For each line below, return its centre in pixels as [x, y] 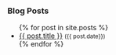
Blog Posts [28, 11]
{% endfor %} [41, 44]
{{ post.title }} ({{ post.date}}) [62, 36]
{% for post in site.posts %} [63, 28]
